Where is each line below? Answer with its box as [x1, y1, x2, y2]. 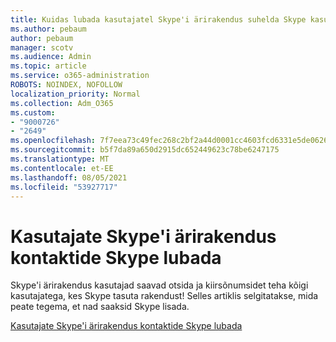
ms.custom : [10, 107, 56, 118]
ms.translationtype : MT [10, 154, 110, 164]
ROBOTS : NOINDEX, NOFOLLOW [10, 80, 123, 90]
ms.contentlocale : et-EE [10, 163, 114, 173]
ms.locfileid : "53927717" [10, 182, 118, 192]
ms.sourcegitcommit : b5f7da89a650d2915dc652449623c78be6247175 [10, 145, 280, 155]
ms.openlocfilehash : [10, 136, 97, 146]
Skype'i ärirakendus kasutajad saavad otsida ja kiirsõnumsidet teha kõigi [10, 279, 309, 291]
